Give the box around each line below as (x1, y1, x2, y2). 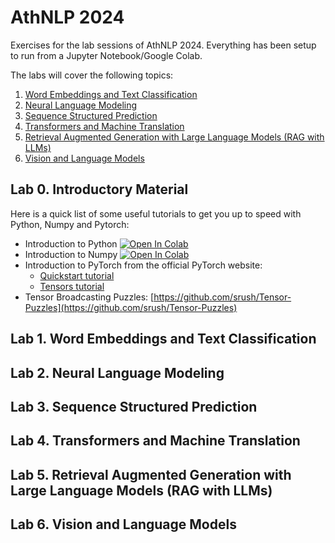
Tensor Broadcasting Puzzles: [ (24, 291, 155, 303)
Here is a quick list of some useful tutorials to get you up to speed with (10, 207, 302, 220)
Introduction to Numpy (24, 248, 118, 260)
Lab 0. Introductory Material (10, 181, 189, 198)
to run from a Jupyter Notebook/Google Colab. (10, 49, 203, 61)
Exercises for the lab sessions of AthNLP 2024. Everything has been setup (10, 39, 317, 51)
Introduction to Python (24, 237, 118, 250)
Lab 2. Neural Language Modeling (10, 364, 225, 381)
